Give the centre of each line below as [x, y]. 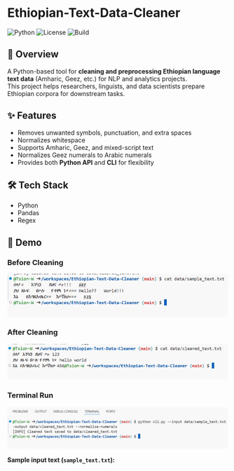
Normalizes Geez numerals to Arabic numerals [84, 155]
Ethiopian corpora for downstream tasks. [66, 93]
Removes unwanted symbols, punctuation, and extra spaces [104, 132]
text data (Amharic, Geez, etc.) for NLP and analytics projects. [97, 78]
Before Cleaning [35, 262]
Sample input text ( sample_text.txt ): [61, 460]
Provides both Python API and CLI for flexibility [85, 162]
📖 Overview [33, 54]
